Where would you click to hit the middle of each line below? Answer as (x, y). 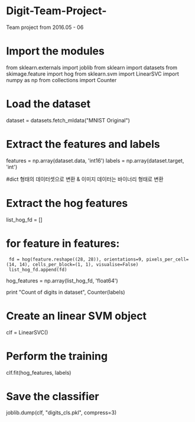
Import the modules (55, 51)
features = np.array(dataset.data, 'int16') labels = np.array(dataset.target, (95, 160)
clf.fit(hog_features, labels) (39, 372)
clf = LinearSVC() (27, 332)
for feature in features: (63, 243)
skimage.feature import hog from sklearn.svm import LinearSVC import (92, 74)
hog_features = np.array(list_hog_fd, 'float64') (62, 280)
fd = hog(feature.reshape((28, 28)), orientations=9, (76, 259)
